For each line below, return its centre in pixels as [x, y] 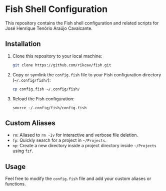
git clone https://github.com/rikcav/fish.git [62, 65]
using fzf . [23, 151]
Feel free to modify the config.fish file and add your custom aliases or [78, 179]
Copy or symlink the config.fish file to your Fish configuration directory [87, 75]
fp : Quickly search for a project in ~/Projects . [59, 140]
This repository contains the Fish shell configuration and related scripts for [82, 23]
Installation [23, 44]
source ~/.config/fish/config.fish [49, 108]
